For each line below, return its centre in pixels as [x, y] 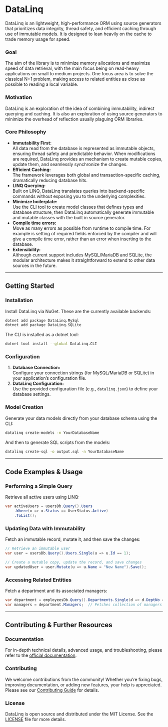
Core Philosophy [26, 132]
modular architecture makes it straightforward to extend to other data [84, 260]
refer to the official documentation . [41, 655]
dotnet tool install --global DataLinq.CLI [51, 344]
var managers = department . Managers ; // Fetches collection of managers [84, 605]
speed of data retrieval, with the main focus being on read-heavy [72, 68]
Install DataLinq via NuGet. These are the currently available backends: [78, 311]
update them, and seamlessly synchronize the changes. [70, 164]
